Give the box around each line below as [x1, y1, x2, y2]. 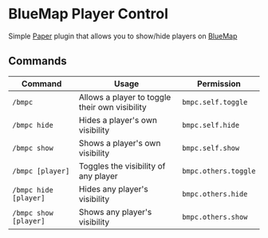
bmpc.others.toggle [182, 166, 256, 176]
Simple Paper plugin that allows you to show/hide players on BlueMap [8, 31, 238, 41]
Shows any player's [78, 206, 152, 217]
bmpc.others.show [182, 212, 248, 221]
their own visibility [78, 101, 147, 113]
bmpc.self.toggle [182, 97, 248, 106]
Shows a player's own [78, 137, 161, 149]
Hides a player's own [78, 114, 158, 125]
